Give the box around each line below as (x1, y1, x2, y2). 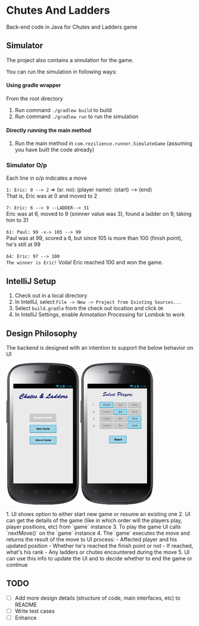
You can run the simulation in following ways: (6, 68, 117, 75)
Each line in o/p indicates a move (6, 174, 88, 182)
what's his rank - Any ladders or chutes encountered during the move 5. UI (6, 548, 190, 556)
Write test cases (14, 607, 55, 615)
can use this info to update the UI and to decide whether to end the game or (6, 555, 192, 562)
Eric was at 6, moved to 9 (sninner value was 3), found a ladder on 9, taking (6, 210, 192, 218)
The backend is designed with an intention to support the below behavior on (6, 344, 194, 351)
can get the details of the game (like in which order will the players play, (6, 517, 183, 524)
